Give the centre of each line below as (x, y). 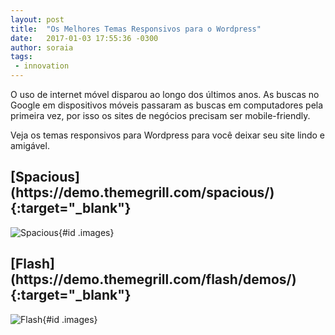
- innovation (42, 66)
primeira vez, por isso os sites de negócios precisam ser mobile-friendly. (160, 115)
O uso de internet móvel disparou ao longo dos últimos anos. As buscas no (165, 94)
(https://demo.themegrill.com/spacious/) (142, 192)
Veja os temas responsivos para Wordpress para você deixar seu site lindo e (167, 135)
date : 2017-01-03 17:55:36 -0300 (84, 38)
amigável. (30, 145)
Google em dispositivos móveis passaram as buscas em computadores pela (167, 105)
